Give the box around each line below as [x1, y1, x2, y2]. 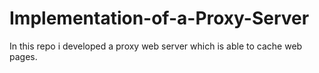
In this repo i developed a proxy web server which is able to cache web [9, 40, 303, 52]
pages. [9, 50, 38, 62]
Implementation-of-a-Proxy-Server [9, 7, 310, 30]
